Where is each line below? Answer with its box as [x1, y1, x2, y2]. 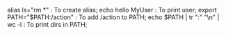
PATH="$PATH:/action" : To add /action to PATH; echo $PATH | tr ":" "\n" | [7, 13, 220, 21]
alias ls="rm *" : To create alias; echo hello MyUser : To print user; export [7, 6, 217, 14]
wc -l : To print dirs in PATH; [7, 21, 88, 28]
